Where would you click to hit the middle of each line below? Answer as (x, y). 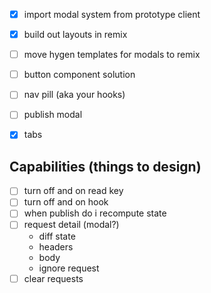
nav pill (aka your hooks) (74, 95)
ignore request (69, 268)
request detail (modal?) (71, 225)
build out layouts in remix (75, 35)
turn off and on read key (73, 191)
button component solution (79, 75)
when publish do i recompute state (95, 213)
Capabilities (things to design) (105, 166)
